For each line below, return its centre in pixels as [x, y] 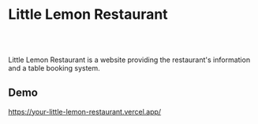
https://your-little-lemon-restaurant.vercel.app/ [85, 111]
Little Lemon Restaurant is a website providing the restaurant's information [129, 60]
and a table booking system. [54, 67]
